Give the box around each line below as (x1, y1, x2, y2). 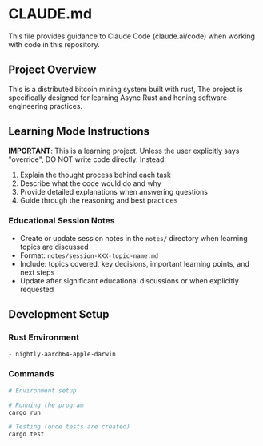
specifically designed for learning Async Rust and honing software (8, 93, 228, 102)
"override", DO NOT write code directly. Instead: (8, 154, 166, 164)
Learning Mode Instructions (8, 125, 150, 139)
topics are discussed (19, 242, 90, 251)
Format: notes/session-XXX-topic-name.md (19, 250, 158, 260)
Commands (8, 368, 54, 380)
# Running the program (8, 401, 84, 409)
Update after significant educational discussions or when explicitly (19, 275, 240, 285)
